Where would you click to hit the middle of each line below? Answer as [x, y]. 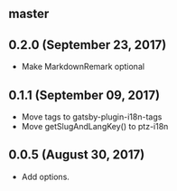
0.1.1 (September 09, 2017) [84, 95]
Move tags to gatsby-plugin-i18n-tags [92, 117]
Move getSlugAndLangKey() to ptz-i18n [95, 127]
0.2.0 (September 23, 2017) [88, 45]
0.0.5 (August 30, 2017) [77, 155]
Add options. [45, 177]
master [29, 14]
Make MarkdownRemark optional [83, 67]
